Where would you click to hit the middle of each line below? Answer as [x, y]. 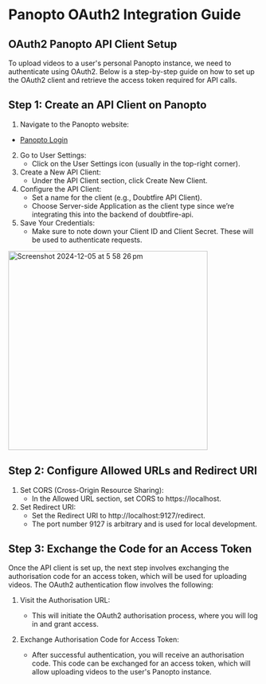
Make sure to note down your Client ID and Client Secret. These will [143, 231]
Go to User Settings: [53, 155]
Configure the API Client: [61, 189]
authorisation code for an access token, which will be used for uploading [127, 577]
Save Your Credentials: [57, 223]
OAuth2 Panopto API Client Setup [93, 44]
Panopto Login [44, 139]
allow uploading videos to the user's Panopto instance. [122, 672]
